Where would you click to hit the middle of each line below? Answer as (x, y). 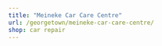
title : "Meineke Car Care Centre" (66, 15)
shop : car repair (37, 30)
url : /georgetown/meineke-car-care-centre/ (81, 23)
